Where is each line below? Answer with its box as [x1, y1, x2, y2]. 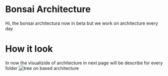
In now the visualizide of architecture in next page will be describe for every [5, 59, 163, 66]
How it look [5, 43, 53, 55]
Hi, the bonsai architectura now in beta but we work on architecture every [5, 20, 158, 26]
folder [5, 65, 18, 71]
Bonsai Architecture [5, 4, 91, 15]
